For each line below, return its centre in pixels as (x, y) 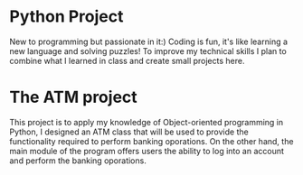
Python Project (66, 17)
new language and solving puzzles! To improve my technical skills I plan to (148, 51)
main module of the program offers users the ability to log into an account (147, 151)
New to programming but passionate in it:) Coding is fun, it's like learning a (148, 41)
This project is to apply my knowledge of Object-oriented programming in (147, 122)
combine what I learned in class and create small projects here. (127, 60)
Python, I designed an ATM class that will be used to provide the (129, 132)
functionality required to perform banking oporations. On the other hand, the (151, 141)
